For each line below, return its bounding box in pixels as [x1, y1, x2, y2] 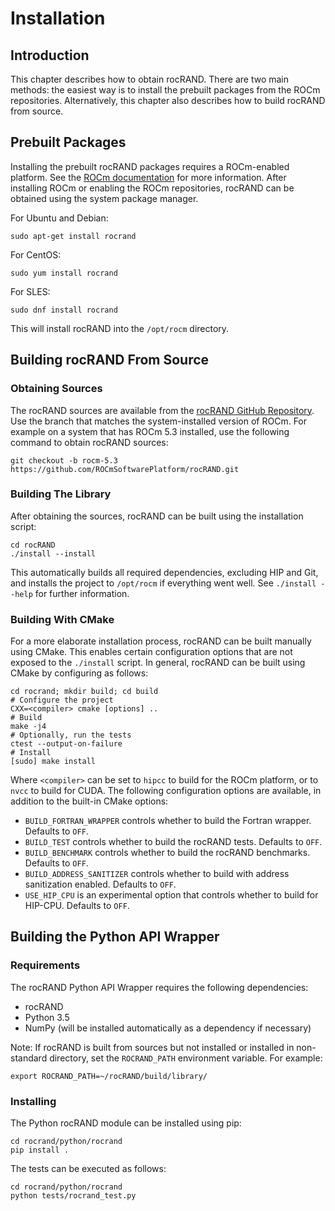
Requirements [10, 958, 81, 972]
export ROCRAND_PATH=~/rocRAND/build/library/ [10, 1071, 208, 1081]
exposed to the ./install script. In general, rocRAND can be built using [10, 657, 306, 669]
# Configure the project [10, 695, 114, 706]
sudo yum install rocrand [10, 268, 118, 278]
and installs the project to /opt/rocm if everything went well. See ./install [10, 577, 317, 589]
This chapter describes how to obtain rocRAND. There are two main [10, 73, 290, 85]
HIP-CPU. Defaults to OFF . [24, 900, 130, 912]
